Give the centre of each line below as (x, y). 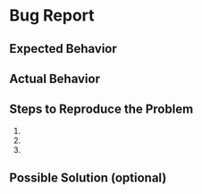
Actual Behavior (55, 78)
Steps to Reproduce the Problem (101, 110)
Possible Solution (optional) (88, 178)
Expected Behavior (63, 49)
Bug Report (52, 16)
